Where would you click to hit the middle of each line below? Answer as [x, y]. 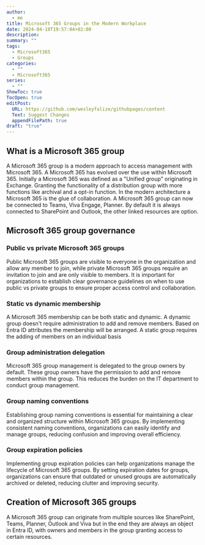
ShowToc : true [24, 92]
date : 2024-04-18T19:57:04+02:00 [49, 29]
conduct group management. [43, 385]
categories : [21, 63]
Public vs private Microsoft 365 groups [65, 248]
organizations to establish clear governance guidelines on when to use [95, 281]
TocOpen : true [24, 98]
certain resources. [29, 536]
